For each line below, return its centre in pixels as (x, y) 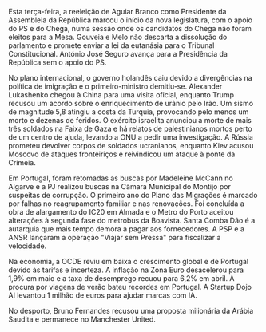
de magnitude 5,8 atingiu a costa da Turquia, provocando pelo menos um (129, 112)
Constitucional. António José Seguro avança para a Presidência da (118, 54)
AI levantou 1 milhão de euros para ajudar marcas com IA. (103, 295)
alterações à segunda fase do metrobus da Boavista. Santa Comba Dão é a (132, 220)
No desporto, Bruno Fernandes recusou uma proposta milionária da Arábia (131, 311)
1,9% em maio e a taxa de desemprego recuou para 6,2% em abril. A (121, 278)
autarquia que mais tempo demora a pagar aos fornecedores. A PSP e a (127, 229)
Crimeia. (22, 162)
